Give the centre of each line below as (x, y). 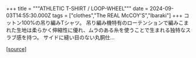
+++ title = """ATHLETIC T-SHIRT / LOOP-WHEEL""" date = (77, 8)
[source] (16, 49)
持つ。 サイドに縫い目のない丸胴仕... (70, 37)
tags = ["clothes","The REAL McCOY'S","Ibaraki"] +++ (117, 15)
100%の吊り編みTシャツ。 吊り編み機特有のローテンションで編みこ (102, 23)
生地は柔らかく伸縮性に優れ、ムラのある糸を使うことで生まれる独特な (101, 30)
